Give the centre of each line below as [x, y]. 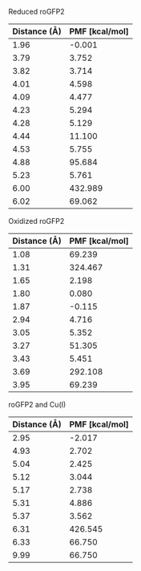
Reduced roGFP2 [37, 12]
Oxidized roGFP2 [36, 221]
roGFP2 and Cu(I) [37, 405]
